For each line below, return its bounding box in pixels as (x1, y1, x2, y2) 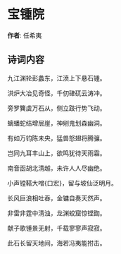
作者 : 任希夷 (7, 31, 42, 40)
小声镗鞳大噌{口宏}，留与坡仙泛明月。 (7, 179, 117, 187)
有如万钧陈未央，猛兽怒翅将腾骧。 (7, 133, 106, 142)
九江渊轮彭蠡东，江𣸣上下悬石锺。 (7, 73, 106, 82)
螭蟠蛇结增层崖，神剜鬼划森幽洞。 (7, 119, 106, 127)
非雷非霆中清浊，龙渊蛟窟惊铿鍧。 (7, 209, 106, 217)
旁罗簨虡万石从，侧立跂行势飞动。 (7, 104, 106, 112)
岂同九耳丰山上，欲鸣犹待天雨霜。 (7, 149, 106, 157)
